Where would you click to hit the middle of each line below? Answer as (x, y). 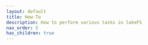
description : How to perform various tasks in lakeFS (74, 22)
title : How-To (24, 17)
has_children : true (30, 33)
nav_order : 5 (22, 28)
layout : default (26, 11)
